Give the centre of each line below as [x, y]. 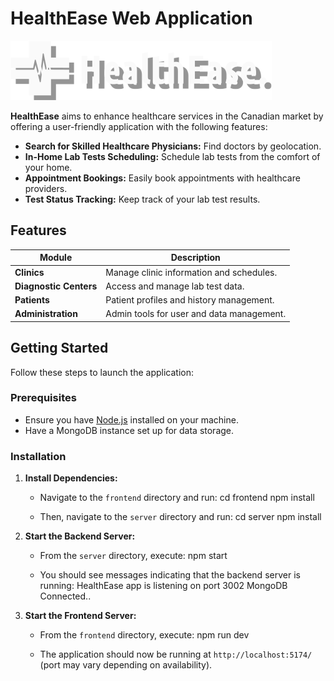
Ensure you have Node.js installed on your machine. [131, 419]
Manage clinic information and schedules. [191, 272]
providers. [46, 188]
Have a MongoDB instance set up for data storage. [129, 430]
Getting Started [59, 348]
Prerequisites [43, 398]
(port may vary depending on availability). [126, 665]
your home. [48, 167]
